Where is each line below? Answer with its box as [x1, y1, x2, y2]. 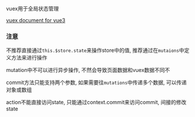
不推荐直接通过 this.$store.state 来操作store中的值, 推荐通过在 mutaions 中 [6, 47, 184, 54]
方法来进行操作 [11, 54, 47, 61]
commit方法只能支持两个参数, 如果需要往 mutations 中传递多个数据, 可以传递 [6, 79, 187, 86]
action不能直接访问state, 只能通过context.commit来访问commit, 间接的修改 [6, 99, 187, 106]
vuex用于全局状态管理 [6, 5, 59, 12]
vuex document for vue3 [6, 17, 66, 23]
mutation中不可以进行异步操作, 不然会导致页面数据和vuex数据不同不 [6, 67, 170, 74]
